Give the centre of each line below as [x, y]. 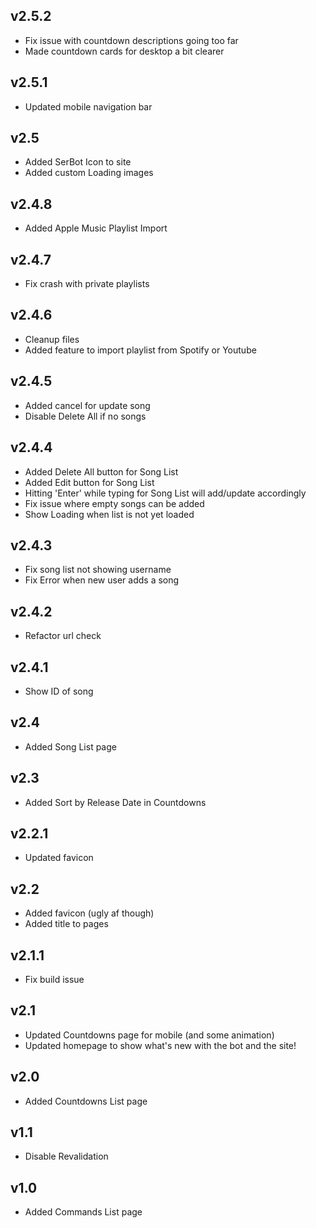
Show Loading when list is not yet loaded [109, 514]
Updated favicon [59, 858]
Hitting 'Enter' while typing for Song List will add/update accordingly [165, 493]
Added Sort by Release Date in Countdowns [115, 802]
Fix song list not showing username [98, 570]
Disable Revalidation [66, 1156]
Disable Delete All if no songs [85, 416]
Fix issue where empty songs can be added [114, 503]
